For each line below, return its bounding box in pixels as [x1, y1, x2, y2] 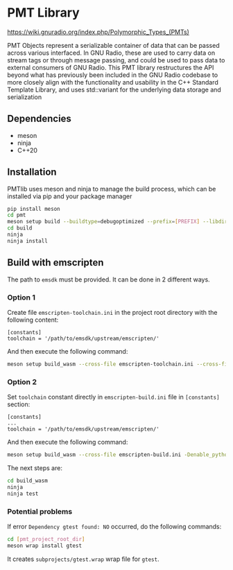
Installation [7, 166, 57, 178]
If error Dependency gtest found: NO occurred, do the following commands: [7, 522, 222, 530]
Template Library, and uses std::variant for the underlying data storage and [7, 85, 222, 94]
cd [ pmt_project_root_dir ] [7, 535, 85, 542]
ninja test [7, 490, 39, 497]
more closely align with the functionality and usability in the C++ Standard [7, 78, 218, 86]
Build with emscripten [7, 257, 104, 268]
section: [7, 400, 31, 408]
